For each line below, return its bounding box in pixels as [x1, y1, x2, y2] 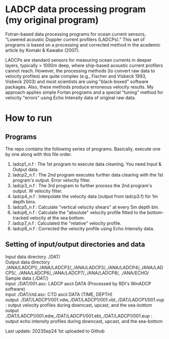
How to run [5, 112, 52, 124]
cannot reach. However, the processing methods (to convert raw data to [5, 67, 155, 74]
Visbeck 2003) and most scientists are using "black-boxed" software [5, 78, 149, 84]
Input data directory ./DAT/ [5, 253, 61, 260]
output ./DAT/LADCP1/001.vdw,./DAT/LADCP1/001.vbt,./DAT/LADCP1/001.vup [5, 296, 164, 303]
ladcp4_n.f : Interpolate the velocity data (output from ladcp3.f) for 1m [12, 193, 158, 199]
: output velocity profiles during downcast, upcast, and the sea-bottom [5, 302, 152, 308]
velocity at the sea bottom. [29, 215, 85, 221]
